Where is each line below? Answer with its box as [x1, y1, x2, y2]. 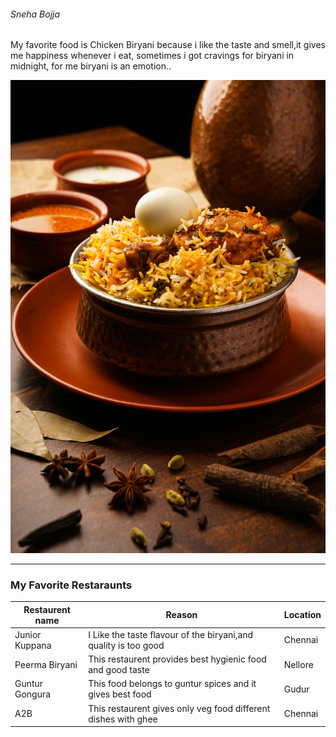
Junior [14, 628, 42, 640]
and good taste [88, 664, 150, 676]
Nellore [283, 658, 314, 670]
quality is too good [88, 639, 165, 651]
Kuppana [14, 639, 52, 651]
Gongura [14, 688, 52, 700]
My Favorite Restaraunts [10, 578, 133, 592]
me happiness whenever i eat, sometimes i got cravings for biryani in [10, 50, 295, 62]
